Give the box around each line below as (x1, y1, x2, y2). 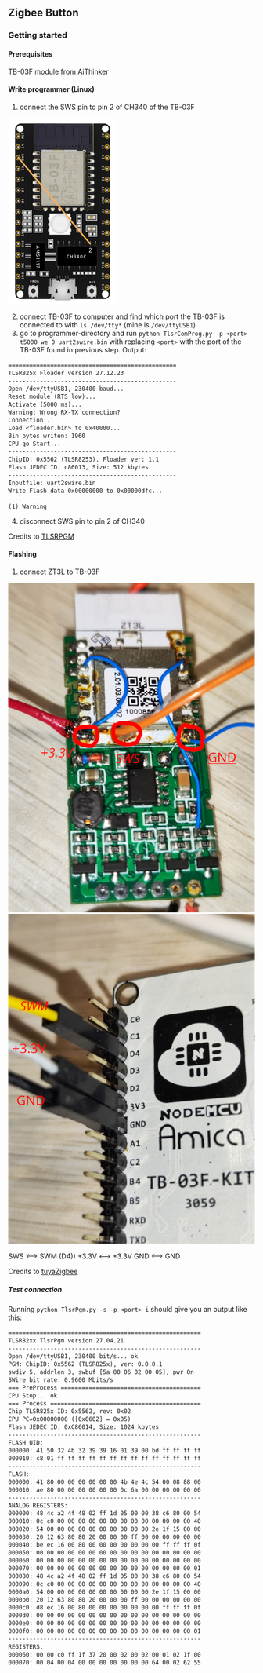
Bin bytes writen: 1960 (8, 432, 86, 440)
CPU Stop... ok (8, 1391, 58, 1400)
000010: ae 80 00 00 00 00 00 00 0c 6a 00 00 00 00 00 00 (8, 1485, 201, 1494)
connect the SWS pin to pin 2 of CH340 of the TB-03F (19, 102, 196, 111)
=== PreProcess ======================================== (8, 1383, 201, 1392)
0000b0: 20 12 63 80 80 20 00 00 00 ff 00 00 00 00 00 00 (8, 1595, 201, 1604)
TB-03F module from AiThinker (8, 67, 110, 76)
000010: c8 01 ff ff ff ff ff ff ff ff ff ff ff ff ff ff (8, 1454, 201, 1463)
